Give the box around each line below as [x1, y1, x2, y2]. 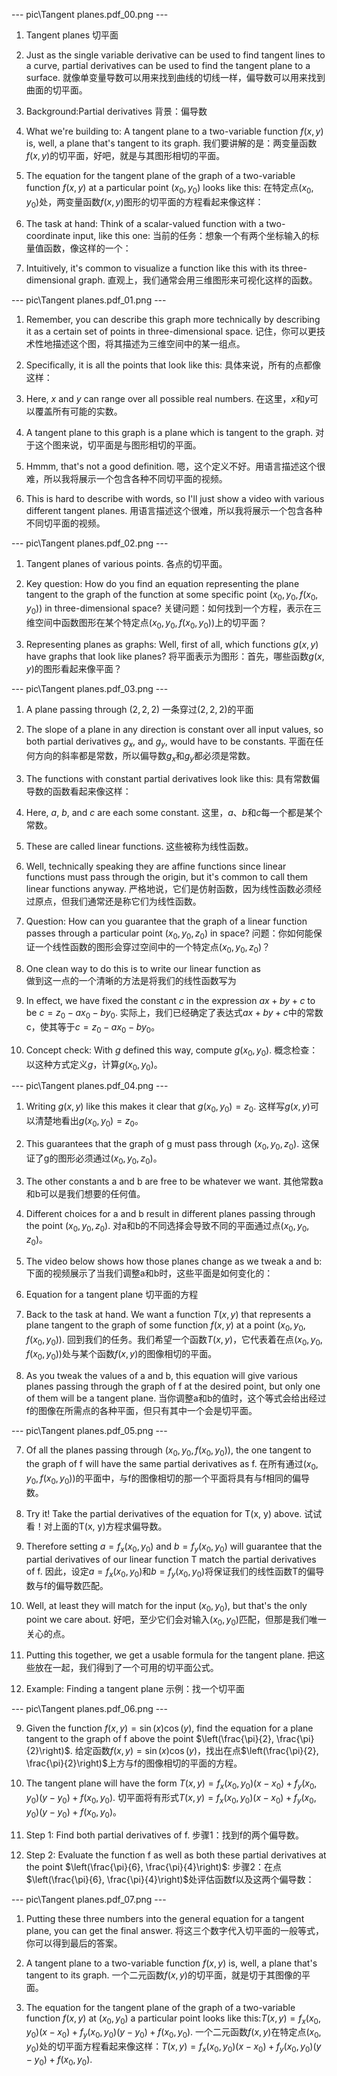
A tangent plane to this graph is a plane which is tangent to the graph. [25, 426, 314, 438]
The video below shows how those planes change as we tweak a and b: [25, 1255, 323, 1268]
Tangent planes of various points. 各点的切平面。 [25, 557, 228, 569]
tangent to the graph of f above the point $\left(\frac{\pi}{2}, [25, 1733, 275, 1745]
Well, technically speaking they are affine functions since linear [25, 860, 287, 872]
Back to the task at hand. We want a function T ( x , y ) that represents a [25, 1309, 312, 1321]
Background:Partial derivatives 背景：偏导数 [25, 105, 208, 117]
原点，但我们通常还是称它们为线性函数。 [34, 895, 202, 907]
